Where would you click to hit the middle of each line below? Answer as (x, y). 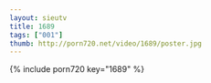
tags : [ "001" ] (37, 35)
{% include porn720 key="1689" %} (77, 69)
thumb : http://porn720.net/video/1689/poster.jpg (106, 43)
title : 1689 (32, 26)
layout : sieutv (38, 18)
